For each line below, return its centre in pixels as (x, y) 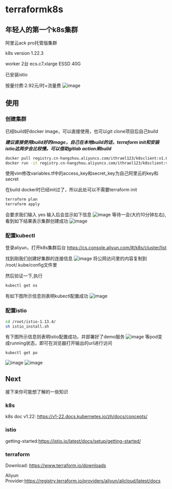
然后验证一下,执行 (24, 276)
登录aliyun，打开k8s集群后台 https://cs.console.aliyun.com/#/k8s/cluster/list (86, 248)
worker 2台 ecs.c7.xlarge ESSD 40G (43, 64)
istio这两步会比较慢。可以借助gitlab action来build (58, 148)
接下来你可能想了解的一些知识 (37, 392)
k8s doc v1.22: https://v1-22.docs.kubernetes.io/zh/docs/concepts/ (76, 417)
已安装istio (17, 75)
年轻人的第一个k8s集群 (42, 29)
